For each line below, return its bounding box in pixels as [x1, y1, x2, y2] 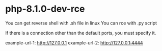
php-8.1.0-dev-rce [5, 3, 85, 15]
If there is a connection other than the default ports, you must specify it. [5, 30, 156, 36]
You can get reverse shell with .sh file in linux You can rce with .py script [5, 20, 157, 26]
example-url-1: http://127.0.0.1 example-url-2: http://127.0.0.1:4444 [5, 39, 144, 46]
